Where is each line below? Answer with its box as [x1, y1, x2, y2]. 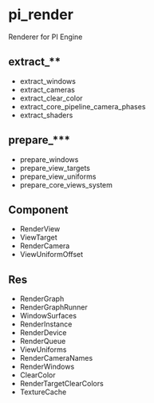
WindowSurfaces [19, 311, 77, 321]
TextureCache [19, 387, 67, 397]
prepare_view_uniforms [19, 172, 97, 181]
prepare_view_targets [19, 163, 90, 172]
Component [8, 203, 69, 216]
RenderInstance [19, 319, 73, 329]
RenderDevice [19, 328, 67, 338]
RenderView [19, 224, 61, 234]
